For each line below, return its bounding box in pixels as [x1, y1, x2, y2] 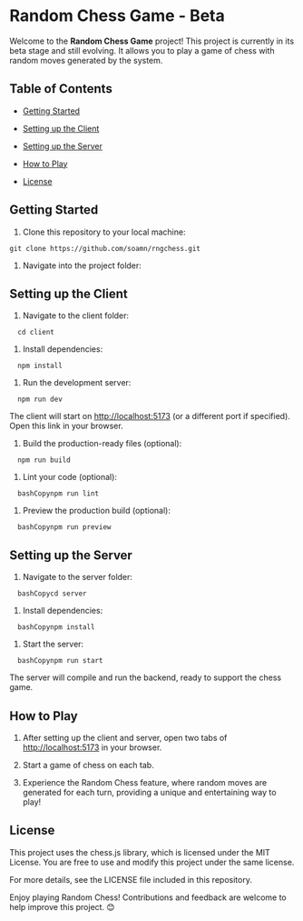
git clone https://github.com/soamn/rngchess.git [9, 244, 201, 253]
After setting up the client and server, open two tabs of [22, 733, 228, 743]
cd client [17, 328, 54, 337]
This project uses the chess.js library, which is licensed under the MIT [9, 846, 270, 857]
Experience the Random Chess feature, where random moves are [22, 777, 268, 787]
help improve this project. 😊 [9, 901, 115, 912]
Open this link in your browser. [9, 420, 124, 432]
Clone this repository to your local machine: [22, 226, 186, 237]
